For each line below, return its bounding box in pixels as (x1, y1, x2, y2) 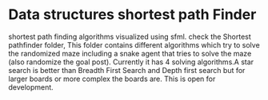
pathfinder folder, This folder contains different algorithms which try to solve (8, 40, 260, 49)
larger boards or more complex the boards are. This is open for (8, 74, 216, 83)
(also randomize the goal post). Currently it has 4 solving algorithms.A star (8, 57, 254, 67)
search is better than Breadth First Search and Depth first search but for (8, 65, 246, 75)
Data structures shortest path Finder (8, 6, 257, 24)
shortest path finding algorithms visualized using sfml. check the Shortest (8, 32, 252, 41)
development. (8, 82, 54, 92)
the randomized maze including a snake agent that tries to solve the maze (8, 48, 252, 58)
